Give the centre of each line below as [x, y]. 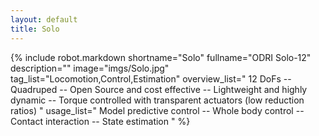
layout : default [44, 19]
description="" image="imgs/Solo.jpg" [90, 68]
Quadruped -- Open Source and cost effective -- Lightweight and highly [159, 89]
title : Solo [35, 29]
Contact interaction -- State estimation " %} [100, 121]
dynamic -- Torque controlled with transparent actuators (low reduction [157, 100]
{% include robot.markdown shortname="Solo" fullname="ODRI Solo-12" [161, 57]
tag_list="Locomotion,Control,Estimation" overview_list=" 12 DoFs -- [151, 78]
